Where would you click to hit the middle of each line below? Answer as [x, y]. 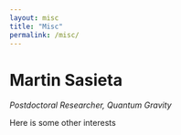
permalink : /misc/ [44, 35]
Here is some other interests [63, 123]
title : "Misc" [37, 26]
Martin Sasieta [66, 80]
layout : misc [34, 18]
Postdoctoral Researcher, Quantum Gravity [90, 105]
